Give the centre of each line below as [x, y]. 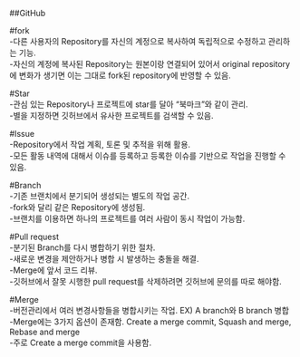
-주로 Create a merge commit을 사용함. [81, 343]
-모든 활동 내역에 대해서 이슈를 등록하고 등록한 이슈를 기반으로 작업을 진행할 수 [148, 156]
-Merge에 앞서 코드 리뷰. [53, 270]
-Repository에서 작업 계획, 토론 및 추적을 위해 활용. [100, 145]
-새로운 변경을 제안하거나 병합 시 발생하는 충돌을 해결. [104, 259]
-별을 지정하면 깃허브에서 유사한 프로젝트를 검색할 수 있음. [112, 116]
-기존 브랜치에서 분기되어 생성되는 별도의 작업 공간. [100, 196]
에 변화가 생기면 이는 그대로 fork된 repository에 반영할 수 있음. [120, 75]
